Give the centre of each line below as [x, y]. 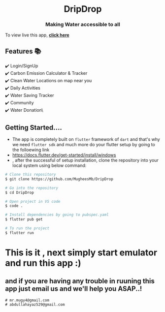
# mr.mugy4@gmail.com [27, 300]
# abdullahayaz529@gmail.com [35, 304]
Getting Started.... [34, 127]
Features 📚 [23, 51]
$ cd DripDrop [20, 192]
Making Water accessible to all [83, 25]
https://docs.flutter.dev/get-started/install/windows [64, 155]
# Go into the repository [32, 188]
